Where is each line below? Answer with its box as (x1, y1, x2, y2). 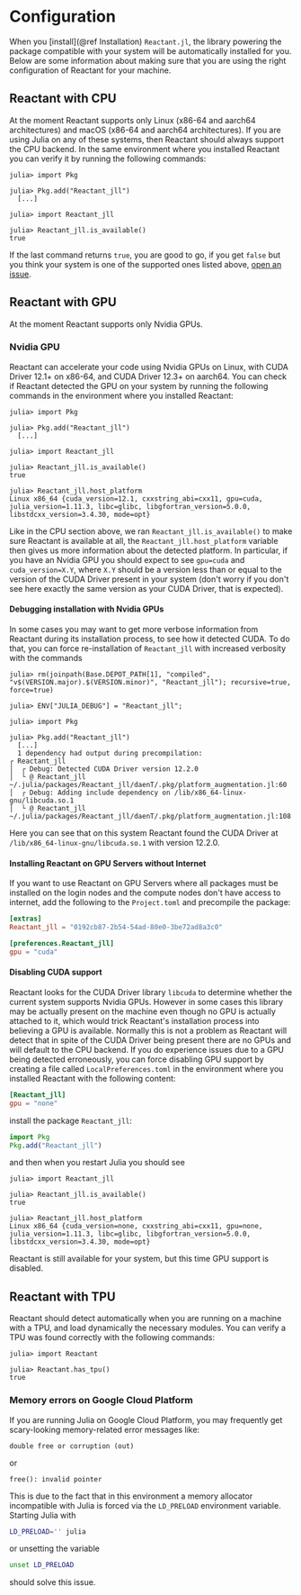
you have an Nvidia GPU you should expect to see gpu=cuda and (9, 554, 245, 565)
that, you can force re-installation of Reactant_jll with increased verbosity (9, 643, 287, 654)
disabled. (9, 1263, 43, 1273)
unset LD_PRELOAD (9, 1561, 75, 1570)
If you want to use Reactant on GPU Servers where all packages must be (9, 878, 279, 889)
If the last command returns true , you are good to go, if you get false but (9, 249, 281, 260)
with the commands (9, 653, 83, 664)
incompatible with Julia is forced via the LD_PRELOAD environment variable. (9, 1500, 281, 1510)
